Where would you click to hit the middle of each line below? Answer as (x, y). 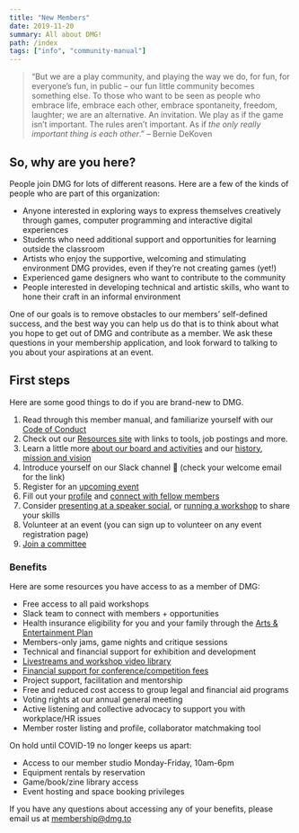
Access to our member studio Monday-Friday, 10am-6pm (128, 763)
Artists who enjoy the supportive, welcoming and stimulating (134, 258)
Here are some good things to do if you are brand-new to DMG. (127, 402)
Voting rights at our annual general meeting (102, 700)
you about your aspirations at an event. (82, 352)
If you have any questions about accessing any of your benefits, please (141, 809)
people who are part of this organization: (84, 193)
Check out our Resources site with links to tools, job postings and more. (155, 439)
